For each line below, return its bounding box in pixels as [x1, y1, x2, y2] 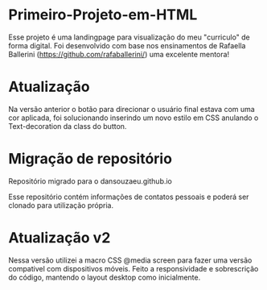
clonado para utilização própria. [8, 200, 114, 210]
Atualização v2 [8, 229, 111, 246]
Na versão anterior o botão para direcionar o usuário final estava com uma [8, 104, 255, 114]
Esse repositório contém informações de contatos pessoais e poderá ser [8, 192, 249, 201]
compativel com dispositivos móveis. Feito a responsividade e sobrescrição [8, 263, 259, 273]
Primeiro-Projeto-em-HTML [8, 6, 198, 24]
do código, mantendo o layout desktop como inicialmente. [8, 272, 201, 282]
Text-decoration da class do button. [8, 121, 127, 130]
